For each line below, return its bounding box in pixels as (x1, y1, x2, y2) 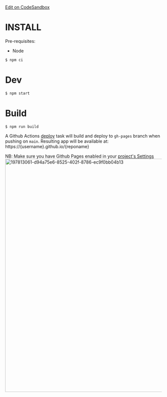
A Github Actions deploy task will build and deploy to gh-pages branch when (5, 133, 161, 139)
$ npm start (5, 91, 30, 96)
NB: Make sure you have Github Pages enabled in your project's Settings (5, 153, 154, 159)
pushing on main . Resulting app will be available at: (5, 138, 109, 144)
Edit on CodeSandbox (5, 4, 50, 10)
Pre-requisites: (5, 38, 36, 44)
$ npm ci (5, 57, 23, 62)
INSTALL (5, 22, 42, 33)
